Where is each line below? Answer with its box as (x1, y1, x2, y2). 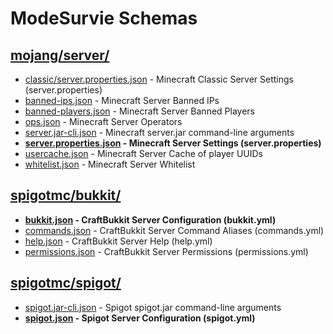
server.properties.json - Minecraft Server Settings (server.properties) (24, 137, 322, 149)
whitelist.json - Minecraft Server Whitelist (24, 158, 196, 170)
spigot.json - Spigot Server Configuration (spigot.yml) (24, 312, 256, 324)
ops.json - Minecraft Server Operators (24, 116, 183, 127)
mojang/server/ (10, 47, 110, 64)
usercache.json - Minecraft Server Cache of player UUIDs (24, 148, 263, 159)
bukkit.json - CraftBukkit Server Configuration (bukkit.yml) (24, 213, 277, 226)
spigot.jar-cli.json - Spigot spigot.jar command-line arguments (24, 301, 282, 313)
